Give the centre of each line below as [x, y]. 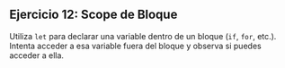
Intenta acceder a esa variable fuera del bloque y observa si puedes [136, 46]
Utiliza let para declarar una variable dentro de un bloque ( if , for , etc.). [143, 36]
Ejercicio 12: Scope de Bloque [94, 15]
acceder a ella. [37, 55]
